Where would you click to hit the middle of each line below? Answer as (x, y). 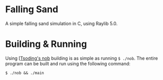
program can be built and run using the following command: (68, 63)
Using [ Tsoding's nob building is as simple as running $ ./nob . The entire (82, 58)
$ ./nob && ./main (25, 73)
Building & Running (46, 44)
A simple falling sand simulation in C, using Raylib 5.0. (61, 23)
